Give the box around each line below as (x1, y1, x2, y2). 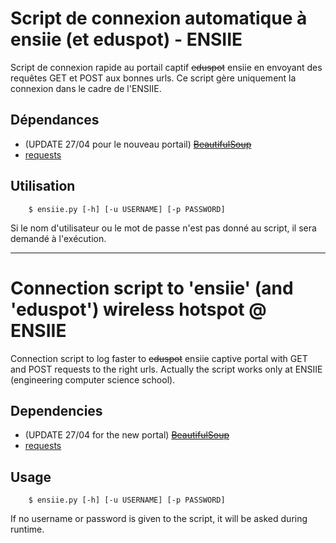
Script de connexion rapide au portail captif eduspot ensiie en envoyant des (10, 61, 323, 73)
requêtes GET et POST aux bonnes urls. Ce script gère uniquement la (10, 72, 297, 84)
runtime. (10, 523, 45, 536)
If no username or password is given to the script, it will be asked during (10, 513, 308, 525)
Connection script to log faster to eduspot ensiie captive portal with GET (10, 352, 308, 364)
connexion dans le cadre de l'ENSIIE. (10, 82, 162, 94)
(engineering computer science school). (10, 373, 176, 386)
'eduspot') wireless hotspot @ (10, 298, 267, 321)
